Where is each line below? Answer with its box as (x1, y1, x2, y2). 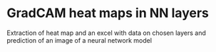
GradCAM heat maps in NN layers (6, 5, 210, 21)
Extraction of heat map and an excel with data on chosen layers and (6, 28, 206, 37)
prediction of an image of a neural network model (6, 36, 153, 44)
